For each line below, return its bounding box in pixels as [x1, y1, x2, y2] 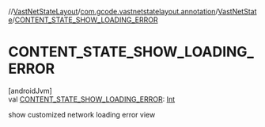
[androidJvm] [8, 86, 53, 95]
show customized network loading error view [8, 110, 156, 119]
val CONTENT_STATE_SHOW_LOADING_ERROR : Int [8, 94, 176, 104]
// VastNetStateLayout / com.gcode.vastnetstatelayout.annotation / [8, 7, 219, 16]
